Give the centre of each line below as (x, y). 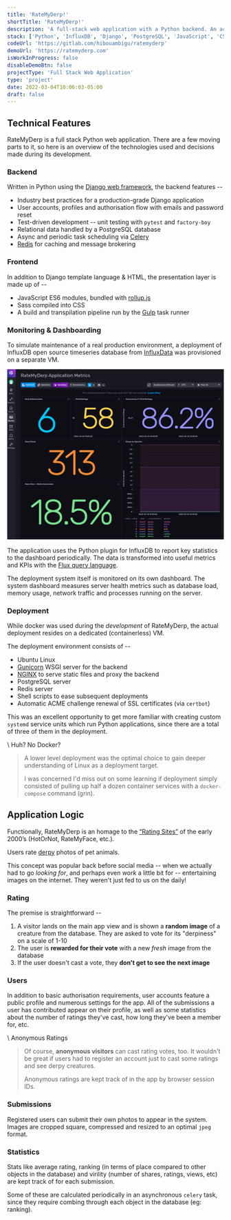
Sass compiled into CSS (51, 305)
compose (35, 794)
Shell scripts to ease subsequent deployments (82, 696)
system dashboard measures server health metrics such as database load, (113, 585)
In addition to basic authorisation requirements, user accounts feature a (108, 995)
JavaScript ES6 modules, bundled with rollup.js (84, 297)
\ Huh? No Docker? (34, 744)
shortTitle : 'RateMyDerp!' (46, 22)
